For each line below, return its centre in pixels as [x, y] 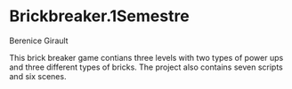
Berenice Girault [39, 41]
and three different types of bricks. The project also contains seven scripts [146, 67]
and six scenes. [38, 76]
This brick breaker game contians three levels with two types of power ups [146, 57]
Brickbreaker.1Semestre [99, 16]
